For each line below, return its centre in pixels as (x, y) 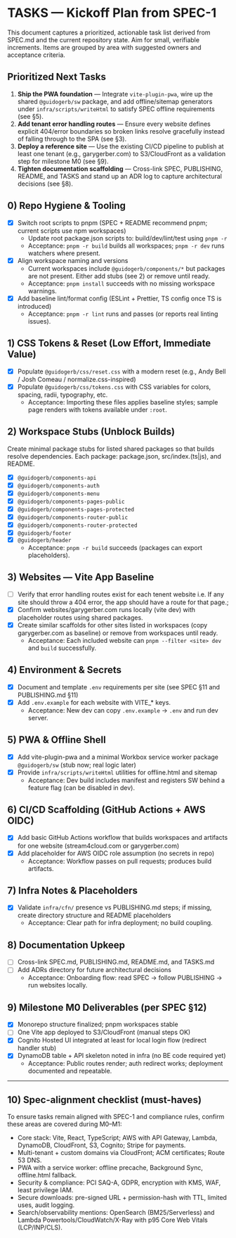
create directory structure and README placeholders (94, 915)
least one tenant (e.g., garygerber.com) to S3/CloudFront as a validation (122, 153)
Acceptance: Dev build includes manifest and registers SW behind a (126, 780)
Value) (22, 354)
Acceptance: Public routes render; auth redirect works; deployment (125, 1064)
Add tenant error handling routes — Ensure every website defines (114, 124)
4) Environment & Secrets (64, 670)
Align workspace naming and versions (73, 260)
